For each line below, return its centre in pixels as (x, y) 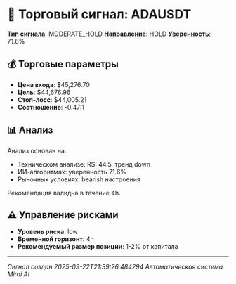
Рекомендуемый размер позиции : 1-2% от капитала (98, 247)
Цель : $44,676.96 (44, 92)
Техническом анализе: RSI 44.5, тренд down (84, 164)
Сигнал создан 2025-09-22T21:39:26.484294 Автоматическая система (115, 267)
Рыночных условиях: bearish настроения (79, 179)
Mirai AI (19, 274)
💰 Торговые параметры (63, 64)
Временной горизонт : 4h (56, 239)
